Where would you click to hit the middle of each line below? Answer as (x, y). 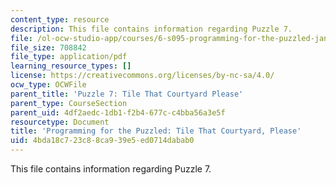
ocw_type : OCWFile (48, 85)
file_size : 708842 (48, 47)
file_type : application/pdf (69, 57)
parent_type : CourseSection (69, 103)
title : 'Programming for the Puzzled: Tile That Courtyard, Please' (156, 131)
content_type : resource (60, 19)
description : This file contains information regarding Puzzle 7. (151, 29)
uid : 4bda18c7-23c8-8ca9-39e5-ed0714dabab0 (102, 141)
